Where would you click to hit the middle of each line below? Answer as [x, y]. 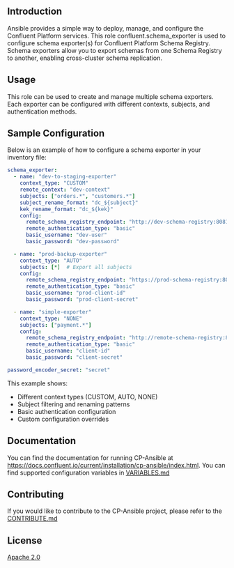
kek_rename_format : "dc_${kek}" [67, 209]
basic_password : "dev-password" [72, 242]
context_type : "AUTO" [51, 261]
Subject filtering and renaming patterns [73, 404]
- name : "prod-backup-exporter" [61, 254]
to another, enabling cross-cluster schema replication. [85, 58]
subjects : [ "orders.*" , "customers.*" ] [78, 196]
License [25, 540]
